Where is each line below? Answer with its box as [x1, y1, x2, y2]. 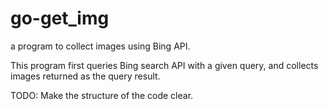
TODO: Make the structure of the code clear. [10, 89, 194, 101]
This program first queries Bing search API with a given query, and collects [10, 59, 319, 71]
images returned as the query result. [10, 70, 161, 82]
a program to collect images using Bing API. [10, 40, 191, 52]
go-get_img [10, 7, 110, 30]
